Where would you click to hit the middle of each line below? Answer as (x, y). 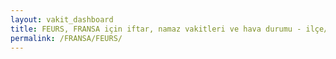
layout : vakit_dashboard (62, 19)
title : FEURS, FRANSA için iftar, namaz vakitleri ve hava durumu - (156, 29)
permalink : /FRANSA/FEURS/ (66, 38)
